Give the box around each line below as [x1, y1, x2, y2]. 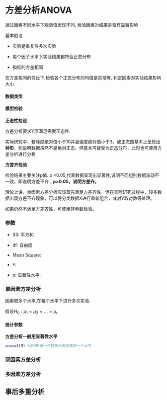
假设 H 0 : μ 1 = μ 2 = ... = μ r [5, 309, 58, 316]
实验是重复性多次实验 [12, 43, 56, 49]
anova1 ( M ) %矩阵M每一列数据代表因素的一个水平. [5, 343, 93, 348]
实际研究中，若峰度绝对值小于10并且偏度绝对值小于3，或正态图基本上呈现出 [5, 139, 161, 145]
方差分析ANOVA [5, 4, 72, 16]
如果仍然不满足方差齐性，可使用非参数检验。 [5, 206, 97, 212]
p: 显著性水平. [12, 272, 41, 278]
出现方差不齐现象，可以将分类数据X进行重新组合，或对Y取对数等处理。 [9, 195, 155, 201]
